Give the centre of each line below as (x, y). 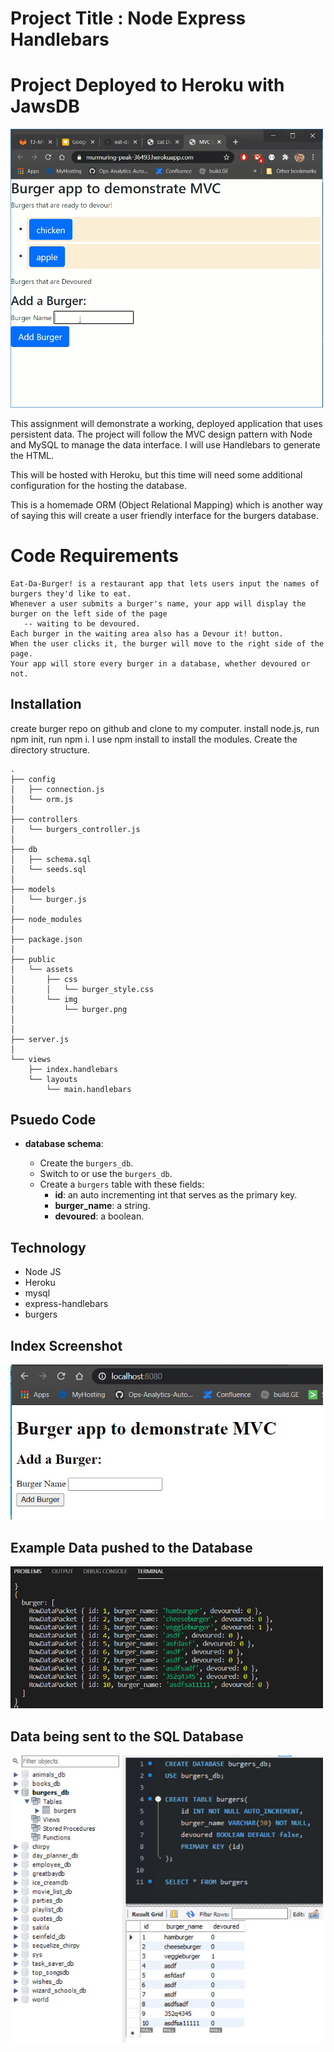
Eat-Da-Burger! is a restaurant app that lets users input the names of (165, 583)
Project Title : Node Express (128, 18)
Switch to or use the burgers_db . (106, 1174)
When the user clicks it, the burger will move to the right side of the (167, 643)
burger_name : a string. (102, 1206)
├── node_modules (46, 919)
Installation (46, 704)
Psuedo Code (53, 1119)
